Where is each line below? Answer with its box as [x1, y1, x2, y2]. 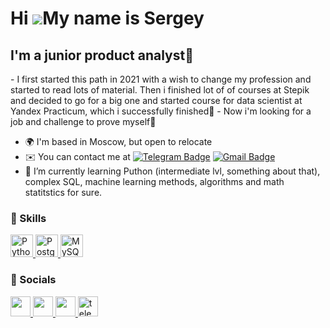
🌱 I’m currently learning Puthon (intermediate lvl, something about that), [24, 165, 321, 177]
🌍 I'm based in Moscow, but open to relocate [24, 136, 213, 147]
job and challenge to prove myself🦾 [10, 116, 157, 127]
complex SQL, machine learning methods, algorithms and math [24, 176, 285, 187]
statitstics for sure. [24, 187, 103, 198]
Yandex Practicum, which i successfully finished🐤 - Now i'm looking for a [10, 105, 312, 117]
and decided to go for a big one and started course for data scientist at [10, 95, 303, 106]
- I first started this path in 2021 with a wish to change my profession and [10, 73, 312, 85]
